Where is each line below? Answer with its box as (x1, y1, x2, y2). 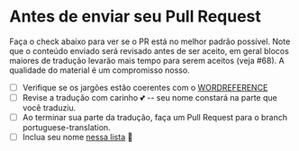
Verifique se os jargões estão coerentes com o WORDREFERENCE (22, 82, 268, 93)
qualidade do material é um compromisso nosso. (9, 65, 191, 75)
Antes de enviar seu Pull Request (9, 6, 261, 27)
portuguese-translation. (22, 122, 111, 133)
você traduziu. (22, 102, 77, 113)
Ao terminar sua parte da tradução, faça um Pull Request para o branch (22, 112, 288, 123)
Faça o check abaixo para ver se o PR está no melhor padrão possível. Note (9, 36, 291, 47)
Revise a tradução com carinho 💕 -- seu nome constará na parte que (22, 93, 277, 102)
